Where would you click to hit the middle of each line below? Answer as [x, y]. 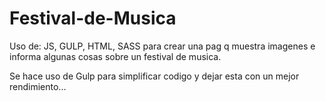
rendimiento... [38, 86]
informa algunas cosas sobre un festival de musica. [115, 56]
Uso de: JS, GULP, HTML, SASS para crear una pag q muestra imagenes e [162, 46]
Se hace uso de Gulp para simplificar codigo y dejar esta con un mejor [154, 76]
